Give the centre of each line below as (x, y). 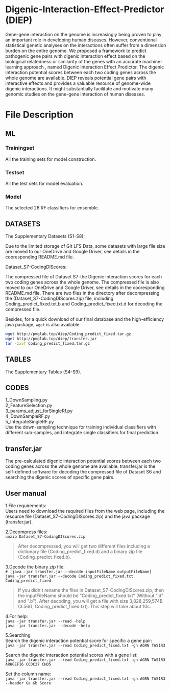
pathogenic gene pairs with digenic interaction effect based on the (75, 56)
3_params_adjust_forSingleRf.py (39, 411)
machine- (152, 61)
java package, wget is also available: (43, 325)
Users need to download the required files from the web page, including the (85, 511)
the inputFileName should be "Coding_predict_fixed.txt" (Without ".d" (91, 596)
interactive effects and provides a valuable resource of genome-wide (78, 83)
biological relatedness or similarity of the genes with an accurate (73, 61)
